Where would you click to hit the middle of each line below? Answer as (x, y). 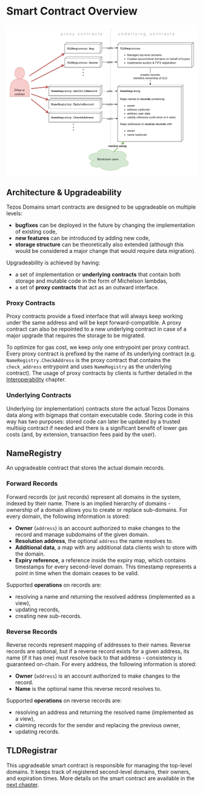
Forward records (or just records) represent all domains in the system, (94, 497)
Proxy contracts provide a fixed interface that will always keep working (95, 316)
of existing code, (36, 231)
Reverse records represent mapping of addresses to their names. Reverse (98, 645)
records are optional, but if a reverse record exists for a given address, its (98, 651)
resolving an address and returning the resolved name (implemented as (104, 712)
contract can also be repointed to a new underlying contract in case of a (96, 329)
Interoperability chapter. (36, 380)
